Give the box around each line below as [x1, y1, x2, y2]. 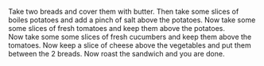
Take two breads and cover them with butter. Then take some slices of [8, 7, 239, 16]
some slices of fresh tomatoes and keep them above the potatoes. [8, 24, 225, 33]
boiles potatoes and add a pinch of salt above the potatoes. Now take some [8, 15, 256, 25]
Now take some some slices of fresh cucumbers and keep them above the [8, 32, 252, 41]
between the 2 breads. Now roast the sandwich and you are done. [8, 49, 225, 58]
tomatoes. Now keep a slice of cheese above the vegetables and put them [8, 41, 252, 50]
